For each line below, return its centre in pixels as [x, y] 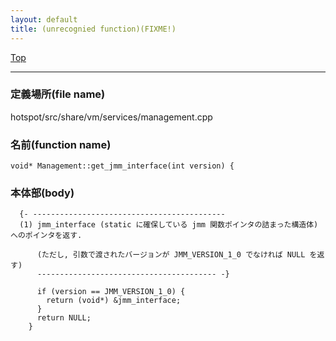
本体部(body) [42, 193]
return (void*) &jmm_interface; [114, 301]
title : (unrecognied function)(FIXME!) [93, 29]
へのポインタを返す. [46, 236]
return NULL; [64, 318]
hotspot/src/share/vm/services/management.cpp [111, 117]
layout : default [44, 19]
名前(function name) [61, 144]
